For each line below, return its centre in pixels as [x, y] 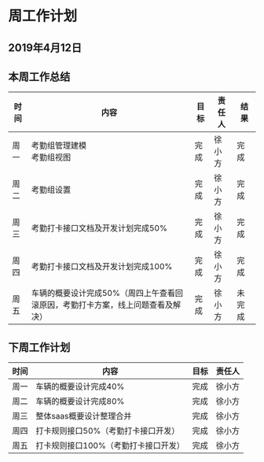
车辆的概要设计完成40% [80, 386]
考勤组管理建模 [59, 146]
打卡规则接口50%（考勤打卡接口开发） [108, 431]
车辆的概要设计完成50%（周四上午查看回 [107, 294]
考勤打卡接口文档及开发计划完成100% [102, 267]
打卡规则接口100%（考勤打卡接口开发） [110, 445]
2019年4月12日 [45, 48]
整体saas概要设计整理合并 [84, 416]
